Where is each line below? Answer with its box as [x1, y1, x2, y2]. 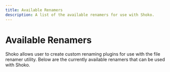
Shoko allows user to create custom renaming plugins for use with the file [5, 51, 160, 57]
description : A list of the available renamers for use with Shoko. [5, 12, 155, 17]
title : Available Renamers [5, 7, 63, 13]
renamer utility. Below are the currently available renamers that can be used [5, 57, 165, 63]
